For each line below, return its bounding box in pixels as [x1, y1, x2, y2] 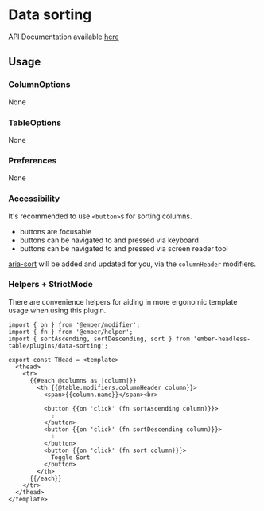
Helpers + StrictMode [8, 279, 93, 290]
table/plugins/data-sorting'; [8, 341, 109, 350]
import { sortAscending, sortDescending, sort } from [8, 335, 191, 343]
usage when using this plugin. [8, 305, 107, 315]
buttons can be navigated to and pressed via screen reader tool [19, 243, 228, 253]
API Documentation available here [8, 32, 119, 41]
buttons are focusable [19, 226, 92, 236]
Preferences [8, 155, 57, 166]
